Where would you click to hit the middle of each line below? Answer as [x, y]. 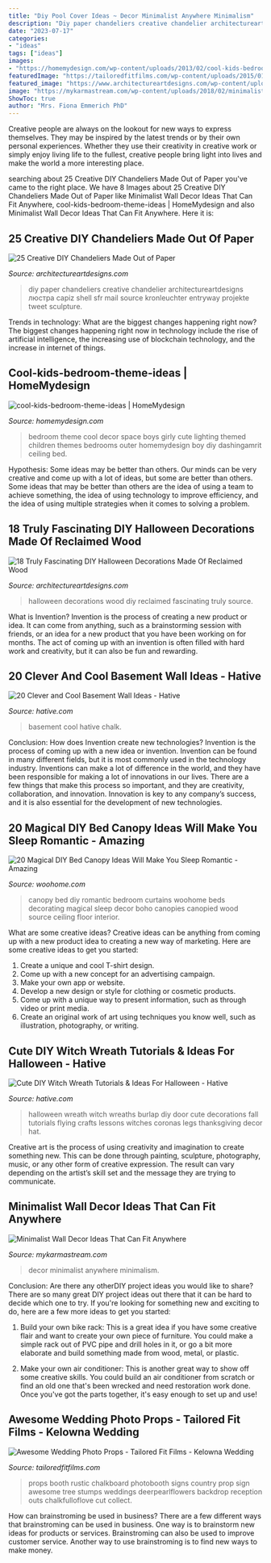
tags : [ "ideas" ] [35, 53]
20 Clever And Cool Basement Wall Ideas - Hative [135, 676]
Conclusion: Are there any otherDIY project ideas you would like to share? [131, 1285]
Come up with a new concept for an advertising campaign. [117, 974]
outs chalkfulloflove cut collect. [80, 1500]
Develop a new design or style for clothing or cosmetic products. [128, 991]
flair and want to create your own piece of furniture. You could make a [136, 1335]
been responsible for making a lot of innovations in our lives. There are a [129, 777]
